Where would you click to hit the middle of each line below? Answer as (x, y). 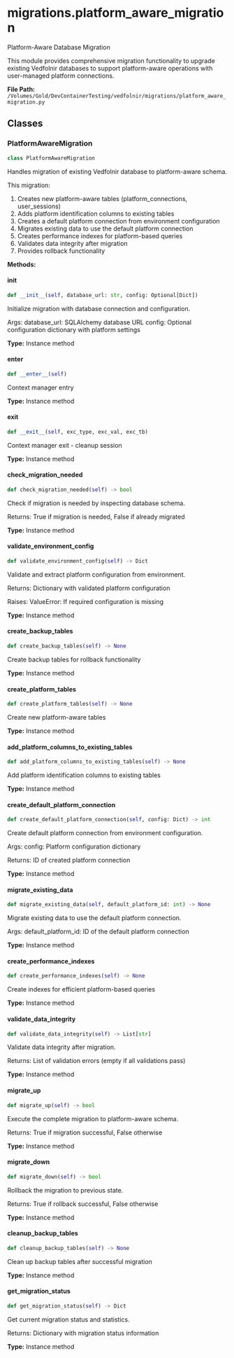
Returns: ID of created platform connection (69, 860)
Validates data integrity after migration (72, 243)
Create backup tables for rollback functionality (74, 659)
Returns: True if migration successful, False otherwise (85, 1132)
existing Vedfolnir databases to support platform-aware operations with (110, 68)
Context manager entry (41, 387)
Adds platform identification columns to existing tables (96, 213)
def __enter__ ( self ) (37, 374)
